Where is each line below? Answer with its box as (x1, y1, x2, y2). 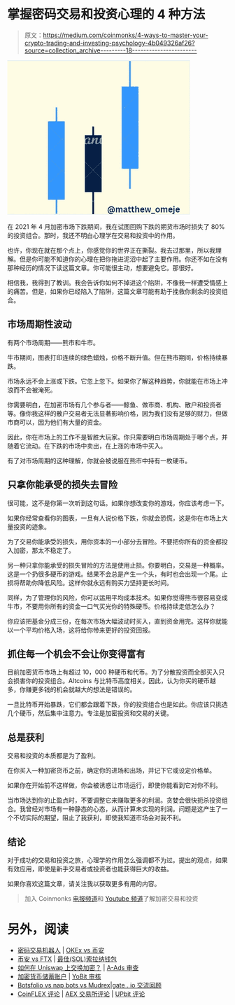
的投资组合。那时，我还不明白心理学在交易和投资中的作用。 (7, 231, 179, 239)
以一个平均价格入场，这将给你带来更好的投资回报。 (7, 626, 155, 634)
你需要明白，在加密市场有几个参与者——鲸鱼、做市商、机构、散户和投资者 (7, 400, 222, 409)
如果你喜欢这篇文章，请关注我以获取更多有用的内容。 (7, 880, 161, 887)
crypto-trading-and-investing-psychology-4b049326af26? (24, 38, 195, 47)
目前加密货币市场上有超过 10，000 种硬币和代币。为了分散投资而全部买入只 (7, 668, 225, 676)
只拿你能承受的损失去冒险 (7, 479, 117, 491)
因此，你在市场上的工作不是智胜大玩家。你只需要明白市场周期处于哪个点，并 (7, 433, 228, 441)
